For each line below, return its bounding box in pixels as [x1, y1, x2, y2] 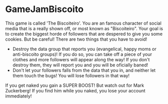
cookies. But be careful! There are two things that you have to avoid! [5, 36, 147, 42]
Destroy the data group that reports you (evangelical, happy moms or [12, 46, 156, 52]
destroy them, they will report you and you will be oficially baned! [12, 62, 148, 68]
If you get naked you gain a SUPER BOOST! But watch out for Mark [5, 82, 144, 88]
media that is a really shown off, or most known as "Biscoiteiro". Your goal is [5, 25, 163, 31]
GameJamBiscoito [5, 4, 84, 15]
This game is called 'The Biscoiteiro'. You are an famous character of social [5, 20, 161, 26]
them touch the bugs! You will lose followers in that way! [12, 72, 130, 78]
